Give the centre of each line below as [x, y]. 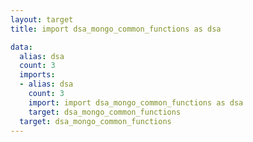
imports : [37, 75]
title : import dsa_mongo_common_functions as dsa [116, 29]
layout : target [42, 19]
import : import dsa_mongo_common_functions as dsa [136, 102]
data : [21, 47]
